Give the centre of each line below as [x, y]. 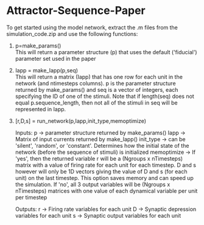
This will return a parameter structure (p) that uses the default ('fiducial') [106, 52]
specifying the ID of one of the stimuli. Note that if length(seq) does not [105, 96]
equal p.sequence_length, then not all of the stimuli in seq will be [96, 102]
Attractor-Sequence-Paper [76, 11]
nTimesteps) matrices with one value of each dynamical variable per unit [106, 191]
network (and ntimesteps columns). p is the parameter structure [95, 83]
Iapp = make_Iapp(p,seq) [46, 70]
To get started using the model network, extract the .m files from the [92, 27]
